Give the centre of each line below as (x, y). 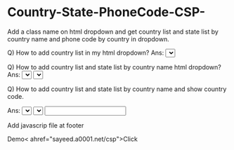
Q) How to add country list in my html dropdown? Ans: (86, 53)
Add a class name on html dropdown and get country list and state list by (113, 32)
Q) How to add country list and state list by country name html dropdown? (114, 67)
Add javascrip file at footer (46, 125)
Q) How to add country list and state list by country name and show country (117, 89)
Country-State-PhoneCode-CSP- (106, 12)
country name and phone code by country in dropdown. (89, 39)
